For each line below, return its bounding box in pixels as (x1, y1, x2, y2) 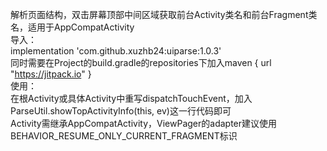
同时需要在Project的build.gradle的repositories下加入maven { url (10, 57, 272, 68)
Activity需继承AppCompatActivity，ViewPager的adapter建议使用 (10, 118, 278, 129)
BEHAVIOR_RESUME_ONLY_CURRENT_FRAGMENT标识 (10, 130, 238, 142)
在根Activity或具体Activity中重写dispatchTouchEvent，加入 (10, 93, 253, 104)
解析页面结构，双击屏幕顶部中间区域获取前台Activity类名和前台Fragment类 (10, 9, 318, 20)
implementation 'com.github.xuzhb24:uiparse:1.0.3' (10, 45, 222, 57)
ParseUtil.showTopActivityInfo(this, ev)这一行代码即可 (10, 105, 232, 117)
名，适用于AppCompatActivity (10, 21, 135, 33)
